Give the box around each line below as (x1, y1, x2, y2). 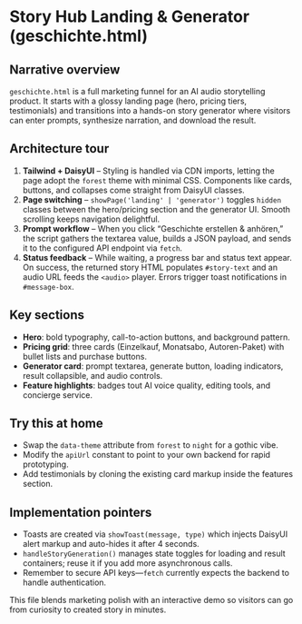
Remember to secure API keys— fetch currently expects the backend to (22, 568, 290, 579)
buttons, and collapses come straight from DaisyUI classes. (22, 184, 245, 195)
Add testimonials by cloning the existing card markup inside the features (22, 469, 293, 480)
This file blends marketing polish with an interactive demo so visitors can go (9, 595, 294, 606)
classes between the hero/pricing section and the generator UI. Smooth (22, 203, 291, 214)
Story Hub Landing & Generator (9, 6, 250, 27)
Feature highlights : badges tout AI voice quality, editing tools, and (22, 380, 270, 391)
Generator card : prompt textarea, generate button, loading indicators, (22, 361, 284, 371)
